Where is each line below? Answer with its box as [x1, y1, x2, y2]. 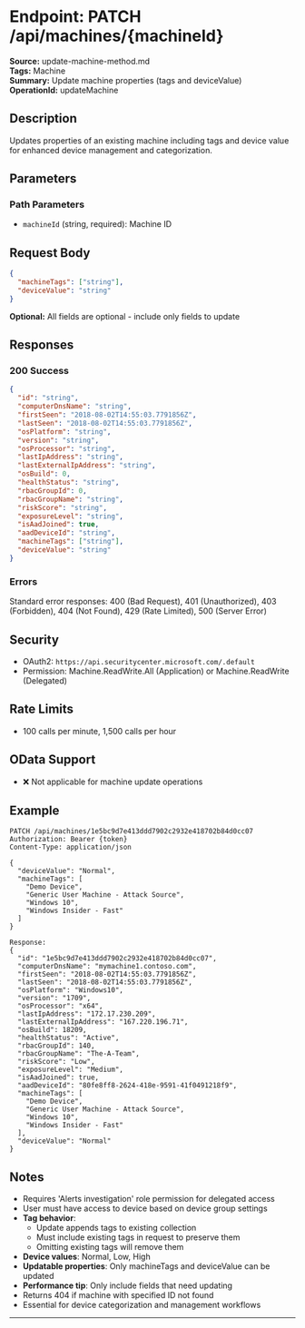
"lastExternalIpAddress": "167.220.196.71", [17, 1018, 189, 1027]
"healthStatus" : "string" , [17, 478, 120, 487]
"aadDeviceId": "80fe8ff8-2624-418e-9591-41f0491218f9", [17, 1081, 238, 1090]
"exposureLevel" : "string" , [17, 511, 124, 521]
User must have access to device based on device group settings [22, 1203, 268, 1214]
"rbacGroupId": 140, [17, 1041, 95, 1050]
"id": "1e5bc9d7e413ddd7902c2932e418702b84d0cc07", [17, 954, 218, 963]
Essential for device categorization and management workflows [22, 1300, 261, 1311]
